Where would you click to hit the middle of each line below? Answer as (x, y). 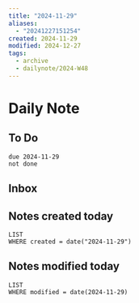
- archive (32, 61)
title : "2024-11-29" (43, 16)
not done (23, 164)
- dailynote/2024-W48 (52, 69)
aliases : (23, 23)
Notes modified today (64, 266)
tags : (17, 53)
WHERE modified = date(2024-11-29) (68, 292)
